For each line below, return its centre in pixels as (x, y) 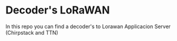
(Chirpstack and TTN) (32, 32)
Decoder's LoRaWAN (58, 10)
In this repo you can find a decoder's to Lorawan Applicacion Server (88, 26)
